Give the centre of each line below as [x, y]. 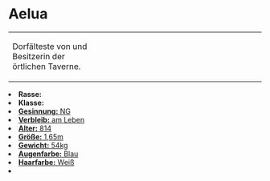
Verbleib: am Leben [52, 119]
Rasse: [30, 94]
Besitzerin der [39, 56]
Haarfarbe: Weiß [47, 162]
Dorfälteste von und [50, 46]
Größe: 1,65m [41, 136]
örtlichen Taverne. [47, 66]
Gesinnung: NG [45, 111]
